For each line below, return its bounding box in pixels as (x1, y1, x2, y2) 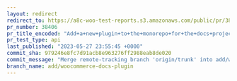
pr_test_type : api (6, 37, 61, 44)
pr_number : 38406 (6, 23, 58, 30)
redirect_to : (6, 17, 45, 24)
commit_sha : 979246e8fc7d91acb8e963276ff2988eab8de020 (6, 50, 172, 57)
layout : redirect (6, 10, 58, 18)
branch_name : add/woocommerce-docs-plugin (6, 63, 134, 70)
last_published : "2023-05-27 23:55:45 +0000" (6, 43, 143, 50)
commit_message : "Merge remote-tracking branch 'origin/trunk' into (6, 56, 213, 63)
